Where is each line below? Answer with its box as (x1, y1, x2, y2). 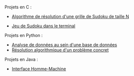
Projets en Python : (4, 33, 43, 38)
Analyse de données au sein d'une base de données (11, 42, 117, 48)
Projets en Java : (4, 57, 38, 62)
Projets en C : (4, 4, 32, 10)
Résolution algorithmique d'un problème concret (11, 47, 109, 53)
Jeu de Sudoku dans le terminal (11, 23, 76, 29)
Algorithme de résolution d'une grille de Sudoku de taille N (11, 14, 130, 19)
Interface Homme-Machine (11, 66, 66, 72)
